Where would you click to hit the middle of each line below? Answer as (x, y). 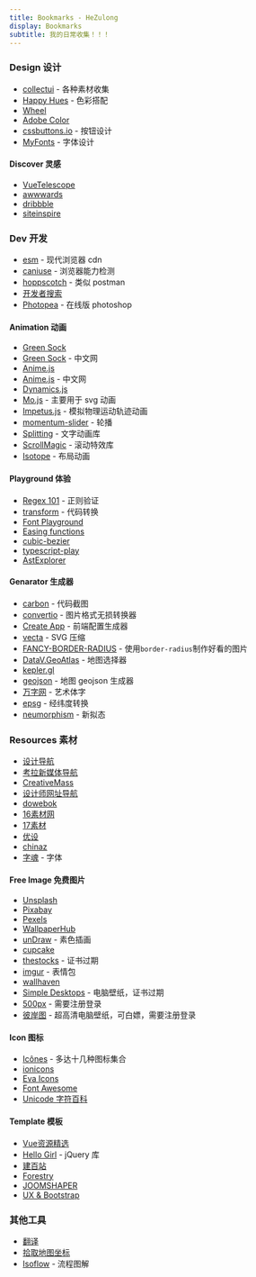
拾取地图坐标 (46, 1252)
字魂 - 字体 (42, 857)
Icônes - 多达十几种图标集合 (75, 1059)
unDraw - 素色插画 (57, 940)
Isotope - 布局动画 (56, 457)
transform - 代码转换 (60, 512)
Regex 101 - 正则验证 (61, 500)
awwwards (42, 194)
